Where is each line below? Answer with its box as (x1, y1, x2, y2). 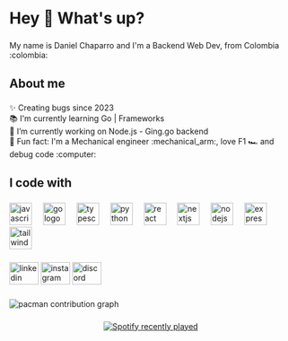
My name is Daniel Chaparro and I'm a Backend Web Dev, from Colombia (9, 40, 280, 51)
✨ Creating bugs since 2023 (9, 102, 115, 113)
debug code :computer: (9, 149, 97, 160)
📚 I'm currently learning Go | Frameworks (9, 113, 165, 124)
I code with (9, 175, 73, 190)
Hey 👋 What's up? (9, 8, 145, 29)
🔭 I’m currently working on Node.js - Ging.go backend (9, 126, 209, 137)
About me (9, 75, 65, 91)
